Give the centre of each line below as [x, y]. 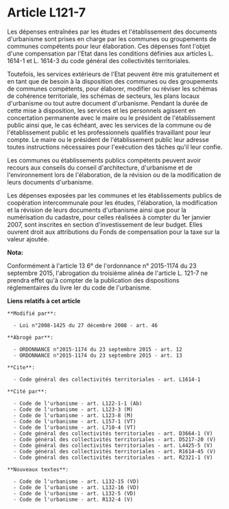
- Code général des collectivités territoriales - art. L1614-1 [107, 379]
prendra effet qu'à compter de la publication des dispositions [93, 280]
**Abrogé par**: [30, 338]
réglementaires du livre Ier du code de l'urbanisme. [80, 287]
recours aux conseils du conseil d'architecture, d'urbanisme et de [100, 167]
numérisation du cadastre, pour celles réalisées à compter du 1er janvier [109, 217]
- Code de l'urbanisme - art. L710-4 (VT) [75, 427]
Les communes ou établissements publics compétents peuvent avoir [104, 160]
